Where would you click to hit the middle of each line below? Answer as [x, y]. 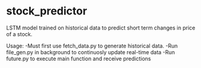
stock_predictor [47, 11]
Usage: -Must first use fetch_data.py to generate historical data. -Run [92, 46]
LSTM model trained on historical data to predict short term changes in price [101, 28]
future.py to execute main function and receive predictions [79, 58]
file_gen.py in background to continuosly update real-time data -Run [91, 52]
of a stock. [19, 34]
